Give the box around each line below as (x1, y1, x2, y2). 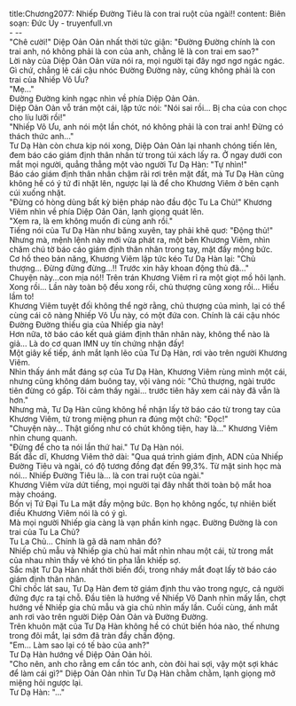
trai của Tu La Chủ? (9, 527, 80, 537)
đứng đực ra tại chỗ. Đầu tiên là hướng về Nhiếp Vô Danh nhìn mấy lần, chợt (9, 592, 286, 603)
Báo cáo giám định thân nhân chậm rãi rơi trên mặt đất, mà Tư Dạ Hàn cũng (9, 169, 284, 179)
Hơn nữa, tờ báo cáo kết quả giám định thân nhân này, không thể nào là (9, 329, 270, 339)
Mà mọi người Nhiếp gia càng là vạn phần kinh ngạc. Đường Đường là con (9, 517, 277, 528)
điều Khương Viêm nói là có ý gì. (9, 508, 128, 518)
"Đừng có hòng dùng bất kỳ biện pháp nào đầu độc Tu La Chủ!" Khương (9, 197, 273, 208)
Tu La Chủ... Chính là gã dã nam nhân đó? (9, 537, 162, 546)
